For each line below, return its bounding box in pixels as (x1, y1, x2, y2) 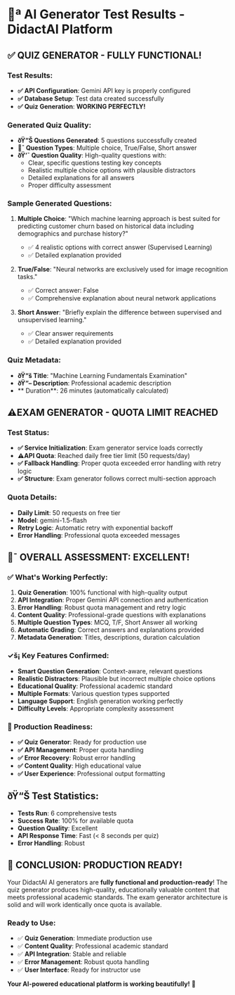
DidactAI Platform (7, 21, 114, 37)
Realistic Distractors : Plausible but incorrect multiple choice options (17, 674, 216, 683)
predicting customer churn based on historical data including (17, 222, 194, 231)
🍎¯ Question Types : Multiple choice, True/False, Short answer (17, 144, 197, 152)
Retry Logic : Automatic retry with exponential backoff (17, 524, 173, 532)
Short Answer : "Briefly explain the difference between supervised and (17, 308, 222, 317)
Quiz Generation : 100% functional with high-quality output (17, 588, 188, 597)
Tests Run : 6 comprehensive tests (17, 809, 117, 817)
